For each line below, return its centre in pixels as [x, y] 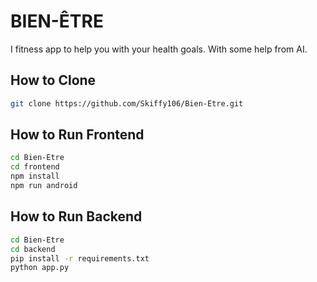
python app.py [40, 268]
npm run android [44, 186]
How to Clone [53, 80]
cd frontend [35, 167]
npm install [35, 176]
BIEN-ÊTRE [57, 21]
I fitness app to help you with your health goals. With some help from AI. [159, 49]
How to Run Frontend [77, 135]
